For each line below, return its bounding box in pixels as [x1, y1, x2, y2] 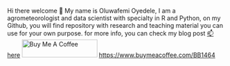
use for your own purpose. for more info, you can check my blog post [7, 29, 206, 38]
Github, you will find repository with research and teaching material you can [7, 22, 224, 29]
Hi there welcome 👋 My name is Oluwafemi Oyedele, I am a [7, 7, 176, 15]
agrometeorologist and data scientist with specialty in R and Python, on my [7, 14, 221, 22]
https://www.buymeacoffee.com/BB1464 [98, 51, 216, 59]
